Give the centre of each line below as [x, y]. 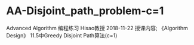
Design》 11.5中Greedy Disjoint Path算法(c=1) [62, 35]
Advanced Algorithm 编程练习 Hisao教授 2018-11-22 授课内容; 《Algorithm [97, 28]
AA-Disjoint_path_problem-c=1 [85, 11]
